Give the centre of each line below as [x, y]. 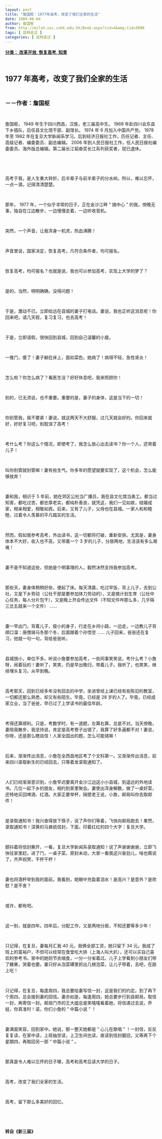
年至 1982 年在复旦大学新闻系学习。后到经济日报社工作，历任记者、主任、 [81, 136]
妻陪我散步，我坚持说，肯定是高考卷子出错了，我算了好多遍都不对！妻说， [81, 729]
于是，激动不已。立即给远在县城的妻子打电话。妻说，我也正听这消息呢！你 [81, 311]
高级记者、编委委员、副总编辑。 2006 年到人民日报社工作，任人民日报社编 [81, 142]
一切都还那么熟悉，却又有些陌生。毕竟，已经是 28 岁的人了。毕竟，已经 [78, 697]
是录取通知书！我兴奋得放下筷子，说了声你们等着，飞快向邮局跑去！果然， [81, 820]
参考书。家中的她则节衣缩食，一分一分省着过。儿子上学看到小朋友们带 [85, 958]
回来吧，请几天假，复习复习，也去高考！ [46, 317]
